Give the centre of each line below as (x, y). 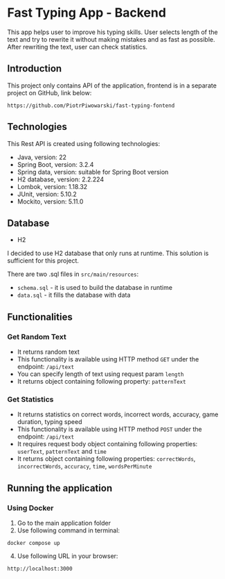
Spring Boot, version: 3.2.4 (55, 164)
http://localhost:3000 (40, 569)
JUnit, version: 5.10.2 (47, 194)
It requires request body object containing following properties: (107, 444)
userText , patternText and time (62, 451)
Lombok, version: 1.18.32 (52, 186)
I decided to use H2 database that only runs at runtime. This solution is (108, 253)
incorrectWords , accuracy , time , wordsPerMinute (84, 466)
